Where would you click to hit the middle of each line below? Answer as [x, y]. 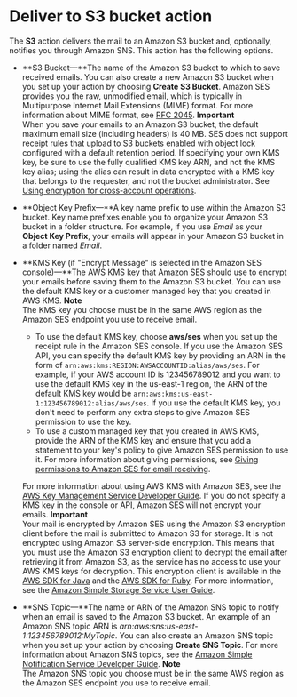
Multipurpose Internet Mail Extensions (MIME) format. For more [137, 105]
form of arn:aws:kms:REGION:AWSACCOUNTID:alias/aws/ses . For [147, 365]
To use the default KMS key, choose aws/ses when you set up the [156, 336]
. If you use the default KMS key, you [214, 403]
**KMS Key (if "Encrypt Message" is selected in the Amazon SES [141, 262]
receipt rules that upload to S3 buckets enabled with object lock [139, 143]
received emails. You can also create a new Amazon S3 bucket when [148, 76]
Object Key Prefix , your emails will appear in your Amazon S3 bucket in [152, 236]
